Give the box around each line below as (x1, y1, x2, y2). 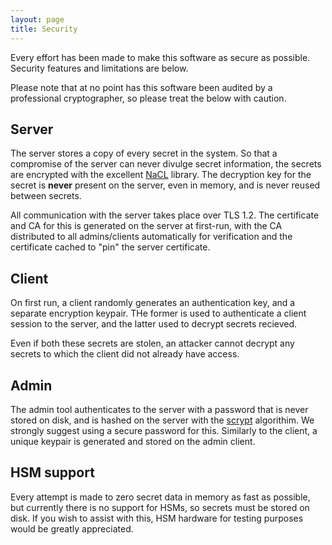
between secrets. (10, 190, 82, 202)
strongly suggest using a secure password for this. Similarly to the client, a (10, 424, 318, 436)
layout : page (10, 14, 65, 25)
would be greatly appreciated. (10, 522, 134, 535)
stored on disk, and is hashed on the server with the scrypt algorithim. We (10, 414, 315, 426)
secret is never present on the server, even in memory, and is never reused (10, 179, 321, 191)
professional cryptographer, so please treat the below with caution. (10, 92, 287, 104)
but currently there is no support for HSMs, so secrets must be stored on (10, 501, 310, 513)
